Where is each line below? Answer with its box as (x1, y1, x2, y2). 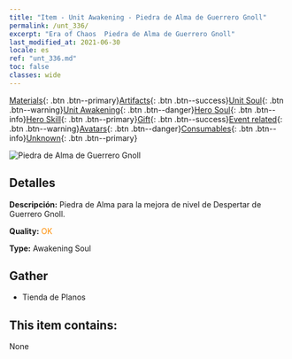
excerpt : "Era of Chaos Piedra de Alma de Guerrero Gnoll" (9, 29, 236, 38)
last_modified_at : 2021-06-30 (9, 37, 121, 47)
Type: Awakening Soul (9, 243, 91, 254)
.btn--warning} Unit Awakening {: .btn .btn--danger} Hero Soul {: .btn (9, 104, 253, 115)
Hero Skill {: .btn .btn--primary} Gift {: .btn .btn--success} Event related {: (26, 113, 283, 124)
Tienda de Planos (21, 292, 86, 302)
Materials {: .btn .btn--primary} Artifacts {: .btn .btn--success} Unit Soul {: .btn (9, 95, 285, 105)
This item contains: (9, 317, 118, 332)
